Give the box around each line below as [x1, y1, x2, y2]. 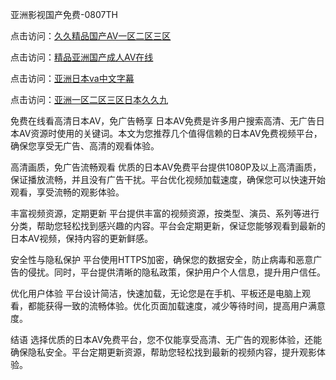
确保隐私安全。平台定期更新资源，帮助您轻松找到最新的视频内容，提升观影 [10, 346, 317, 358]
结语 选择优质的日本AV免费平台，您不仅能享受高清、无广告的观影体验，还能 [10, 334, 323, 345]
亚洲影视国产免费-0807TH [10, 9, 118, 20]
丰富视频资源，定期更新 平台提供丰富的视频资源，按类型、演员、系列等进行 [10, 208, 320, 219]
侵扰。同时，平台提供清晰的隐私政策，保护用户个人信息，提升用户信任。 [27, 266, 326, 278]
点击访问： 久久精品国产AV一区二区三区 [10, 30, 172, 42]
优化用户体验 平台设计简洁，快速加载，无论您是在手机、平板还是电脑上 [10, 288, 302, 299]
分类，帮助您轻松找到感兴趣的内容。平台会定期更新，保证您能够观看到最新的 [10, 220, 326, 232]
